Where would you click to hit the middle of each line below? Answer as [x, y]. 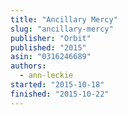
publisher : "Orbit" [51, 38]
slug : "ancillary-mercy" [62, 29]
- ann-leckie [46, 76]
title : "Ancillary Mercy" [64, 19]
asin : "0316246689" [51, 57]
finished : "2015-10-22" [60, 94]
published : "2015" [48, 47]
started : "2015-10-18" [57, 85]
